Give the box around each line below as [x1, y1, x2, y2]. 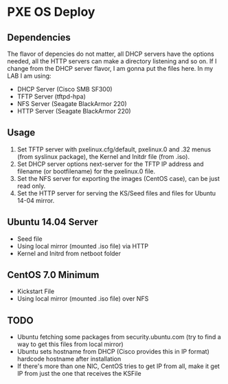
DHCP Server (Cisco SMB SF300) [16, 85, 113, 93]
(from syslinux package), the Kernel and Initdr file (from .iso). [16, 152, 190, 160]
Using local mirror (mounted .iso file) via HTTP [16, 242, 149, 250]
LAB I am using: [7, 72, 52, 80]
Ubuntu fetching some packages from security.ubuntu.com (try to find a [16, 333, 221, 341]
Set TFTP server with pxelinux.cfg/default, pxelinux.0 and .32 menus [16, 145, 212, 153]
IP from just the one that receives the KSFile [16, 370, 142, 378]
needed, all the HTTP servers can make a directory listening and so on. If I [7, 57, 217, 65]
